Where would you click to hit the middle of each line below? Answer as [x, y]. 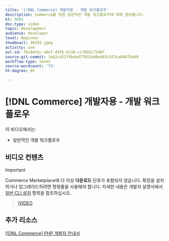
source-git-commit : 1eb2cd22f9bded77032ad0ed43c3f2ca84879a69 [72, 57]
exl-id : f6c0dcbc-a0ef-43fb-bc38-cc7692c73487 [55, 52]
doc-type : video [22, 24]
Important [15, 170]
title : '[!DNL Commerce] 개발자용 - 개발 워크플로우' [57, 10]
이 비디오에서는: [21, 129]
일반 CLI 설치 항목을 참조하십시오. [38, 193]
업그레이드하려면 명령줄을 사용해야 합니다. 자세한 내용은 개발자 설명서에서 [91, 187]
